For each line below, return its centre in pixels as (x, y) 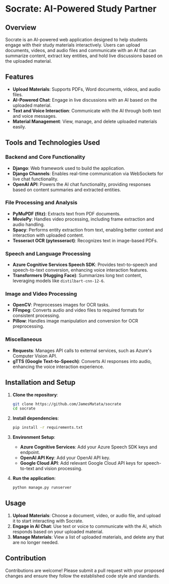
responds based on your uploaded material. (58, 531)
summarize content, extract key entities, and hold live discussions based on (84, 56)
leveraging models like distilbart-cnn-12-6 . (59, 281)
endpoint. (30, 453)
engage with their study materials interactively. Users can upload (73, 45)
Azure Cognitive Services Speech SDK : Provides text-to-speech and (85, 265)
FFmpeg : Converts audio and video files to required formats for (78, 310)
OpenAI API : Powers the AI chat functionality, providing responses (82, 184)
